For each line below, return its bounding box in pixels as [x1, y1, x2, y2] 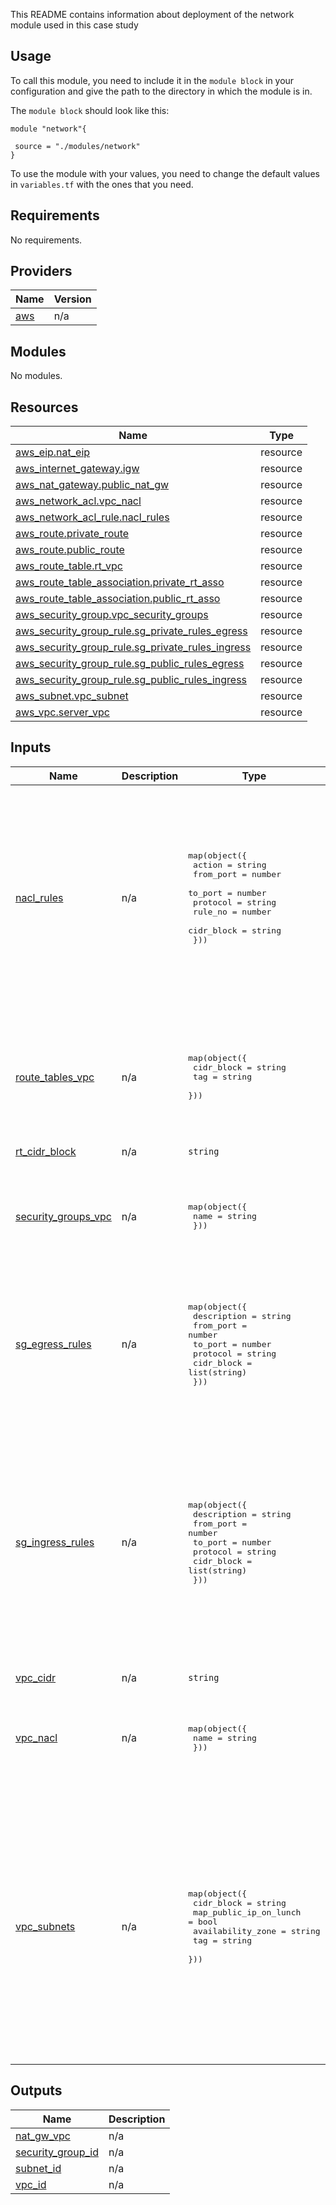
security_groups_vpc [15, 1209, 112, 1223]
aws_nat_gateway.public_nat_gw [15, 478, 170, 492]
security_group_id [15, 2145, 99, 2159]
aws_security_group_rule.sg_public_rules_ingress [15, 673, 248, 687]
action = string [193, 859, 267, 870]
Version [53, 292, 92, 306]
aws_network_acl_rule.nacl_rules [15, 510, 170, 524]
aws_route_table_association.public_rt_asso [15, 592, 221, 606]
